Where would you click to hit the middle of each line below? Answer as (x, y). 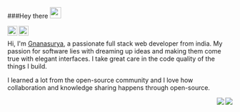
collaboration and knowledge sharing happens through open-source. (109, 88)
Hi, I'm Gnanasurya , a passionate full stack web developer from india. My (115, 44)
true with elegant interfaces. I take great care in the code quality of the (111, 58)
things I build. (27, 66)
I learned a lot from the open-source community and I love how (100, 80)
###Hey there (28, 16)
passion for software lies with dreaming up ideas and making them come (114, 51)
